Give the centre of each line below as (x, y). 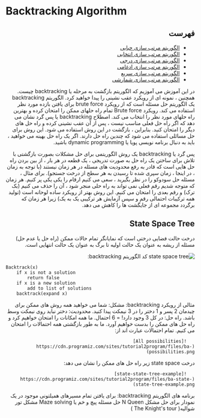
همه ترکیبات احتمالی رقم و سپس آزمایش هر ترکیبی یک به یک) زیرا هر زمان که (108, 198)
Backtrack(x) (22, 267)
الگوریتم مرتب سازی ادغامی (148, 67)
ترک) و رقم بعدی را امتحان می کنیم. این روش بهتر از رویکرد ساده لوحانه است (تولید (101, 192)
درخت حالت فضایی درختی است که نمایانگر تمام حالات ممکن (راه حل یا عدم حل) (105, 238)
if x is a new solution (46, 283)
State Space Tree (162, 224)
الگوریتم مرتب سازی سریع (150, 73)
